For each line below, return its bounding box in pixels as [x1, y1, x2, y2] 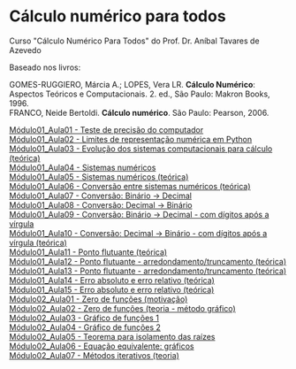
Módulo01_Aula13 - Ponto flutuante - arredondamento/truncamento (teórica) [9, 265, 287, 276]
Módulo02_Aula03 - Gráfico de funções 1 [9, 312, 159, 323]
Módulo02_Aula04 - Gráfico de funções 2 [9, 321, 162, 333]
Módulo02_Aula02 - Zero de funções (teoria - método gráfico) [9, 303, 236, 313]
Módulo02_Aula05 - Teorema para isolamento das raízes [9, 331, 216, 342]
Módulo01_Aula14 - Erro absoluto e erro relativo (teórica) [9, 274, 215, 285]
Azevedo [9, 44, 42, 55]
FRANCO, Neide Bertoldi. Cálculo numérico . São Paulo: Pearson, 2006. [9, 107, 269, 118]
